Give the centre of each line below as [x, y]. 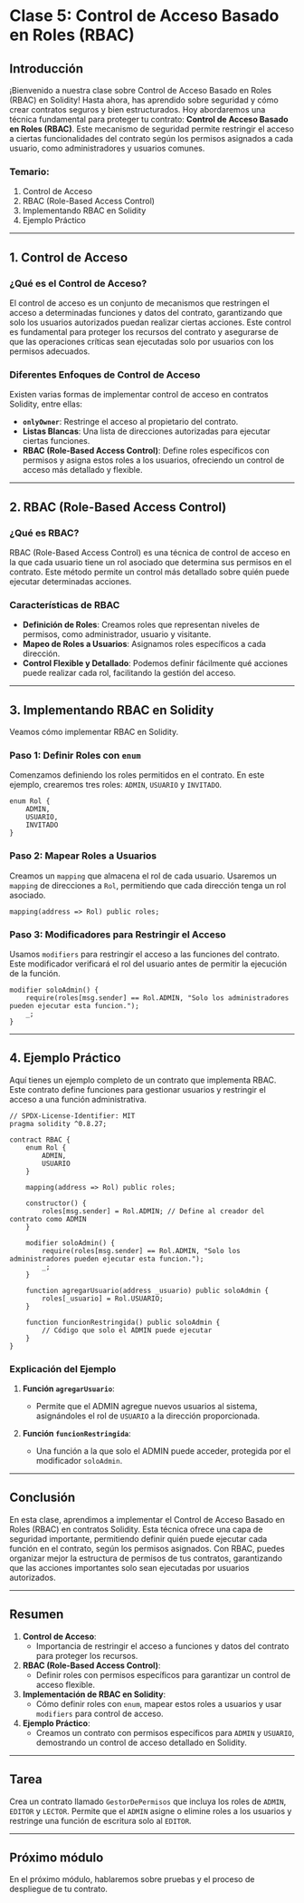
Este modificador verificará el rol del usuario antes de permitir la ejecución [148, 964]
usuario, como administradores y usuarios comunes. [107, 148]
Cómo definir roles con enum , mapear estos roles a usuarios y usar [159, 1703]
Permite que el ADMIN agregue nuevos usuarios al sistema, [147, 1407]
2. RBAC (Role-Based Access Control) [118, 507]
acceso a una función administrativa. [78, 1099]
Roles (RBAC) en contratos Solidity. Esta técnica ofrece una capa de [136, 1529]
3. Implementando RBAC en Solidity [112, 710]
